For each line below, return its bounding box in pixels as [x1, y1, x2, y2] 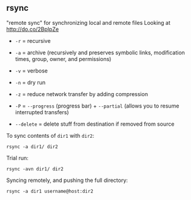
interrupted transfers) [15, 108, 69, 115]
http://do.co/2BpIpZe [6, 25, 59, 33]
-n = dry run [15, 79, 45, 86]
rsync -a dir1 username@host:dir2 [6, 188, 94, 194]
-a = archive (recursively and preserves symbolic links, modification [15, 49, 185, 56]
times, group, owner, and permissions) [15, 55, 112, 62]
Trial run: [6, 154, 29, 161]
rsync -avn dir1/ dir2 [6, 166, 64, 172]
